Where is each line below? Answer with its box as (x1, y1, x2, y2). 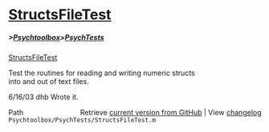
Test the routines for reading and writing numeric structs (8, 68, 195, 78)
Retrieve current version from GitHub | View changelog (79, 108, 262, 118)
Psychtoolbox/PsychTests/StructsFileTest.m (8, 116, 157, 125)
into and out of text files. (8, 77, 90, 86)
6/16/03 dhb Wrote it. (8, 92, 79, 102)
